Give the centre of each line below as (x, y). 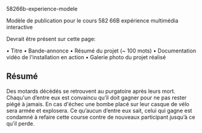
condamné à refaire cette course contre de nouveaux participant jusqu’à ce (101, 117)
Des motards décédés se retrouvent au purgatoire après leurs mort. (91, 91)
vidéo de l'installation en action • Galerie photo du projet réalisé (86, 57)
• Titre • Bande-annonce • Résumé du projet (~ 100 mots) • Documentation (101, 51)
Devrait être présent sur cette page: (51, 39)
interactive (20, 27)
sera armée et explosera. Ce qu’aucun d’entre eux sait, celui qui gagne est (99, 110)
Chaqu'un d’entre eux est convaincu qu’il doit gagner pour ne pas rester (96, 98)
